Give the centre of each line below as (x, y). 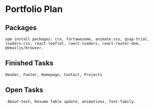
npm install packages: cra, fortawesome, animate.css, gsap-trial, (78, 39)
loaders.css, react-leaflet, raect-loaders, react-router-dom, (73, 43)
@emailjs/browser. (24, 48)
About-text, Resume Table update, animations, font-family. (72, 101)
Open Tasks (24, 90)
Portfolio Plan (34, 9)
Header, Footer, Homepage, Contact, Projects (54, 74)
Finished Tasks (29, 63)
